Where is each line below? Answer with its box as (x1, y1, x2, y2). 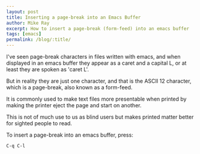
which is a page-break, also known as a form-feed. (6, 84, 133, 90)
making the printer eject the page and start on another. (6, 102, 142, 108)
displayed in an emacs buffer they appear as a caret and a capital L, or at (6, 59, 187, 67)
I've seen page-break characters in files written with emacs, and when (6, 53, 181, 60)
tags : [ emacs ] (6, 31, 42, 37)
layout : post (6, 8, 39, 15)
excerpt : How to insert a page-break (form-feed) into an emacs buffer (6, 25, 189, 32)
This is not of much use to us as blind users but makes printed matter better (6, 113, 194, 120)
